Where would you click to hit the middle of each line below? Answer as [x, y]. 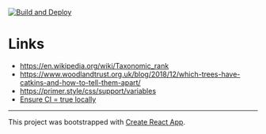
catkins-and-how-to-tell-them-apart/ [80, 82]
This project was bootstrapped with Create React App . [97, 121]
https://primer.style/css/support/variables [88, 91]
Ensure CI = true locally [58, 99]
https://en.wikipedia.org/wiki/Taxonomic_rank [94, 65]
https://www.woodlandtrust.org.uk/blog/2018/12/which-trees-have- [130, 74]
